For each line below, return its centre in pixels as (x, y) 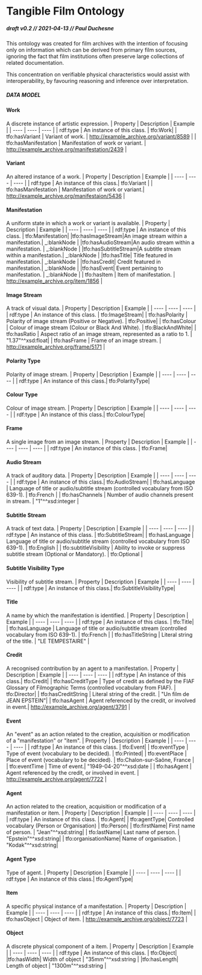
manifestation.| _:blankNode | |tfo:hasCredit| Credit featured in (84, 262)
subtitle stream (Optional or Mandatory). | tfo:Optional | (74, 554)
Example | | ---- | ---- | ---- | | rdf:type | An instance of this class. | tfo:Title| (100, 622)
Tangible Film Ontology (65, 11)
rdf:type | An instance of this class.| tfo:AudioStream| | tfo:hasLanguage (106, 482)
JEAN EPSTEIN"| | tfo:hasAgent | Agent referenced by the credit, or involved (101, 700)
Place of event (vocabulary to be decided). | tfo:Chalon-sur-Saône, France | (100, 760)
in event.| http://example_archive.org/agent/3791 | (68, 707)
